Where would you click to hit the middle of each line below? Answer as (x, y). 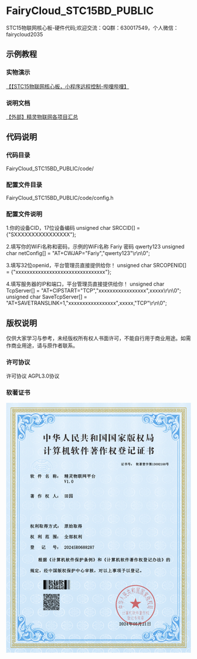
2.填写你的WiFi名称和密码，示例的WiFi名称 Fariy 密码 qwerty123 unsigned (95, 247)
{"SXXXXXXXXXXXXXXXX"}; (41, 235)
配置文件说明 (24, 214)
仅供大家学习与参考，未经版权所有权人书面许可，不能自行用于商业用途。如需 (98, 338)
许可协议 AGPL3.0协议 (33, 376)
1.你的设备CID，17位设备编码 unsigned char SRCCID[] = (73, 228)
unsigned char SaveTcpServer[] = (47, 297)
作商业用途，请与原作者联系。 (42, 346)
